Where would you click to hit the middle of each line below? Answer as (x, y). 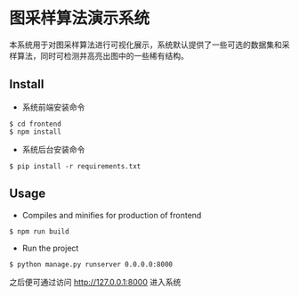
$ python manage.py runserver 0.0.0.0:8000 (91, 264)
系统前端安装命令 (53, 107)
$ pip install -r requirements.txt (75, 166)
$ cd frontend (36, 124)
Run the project (50, 248)
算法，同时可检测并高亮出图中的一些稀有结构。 (102, 55)
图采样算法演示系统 (80, 18)
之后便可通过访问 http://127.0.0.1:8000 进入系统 (95, 282)
